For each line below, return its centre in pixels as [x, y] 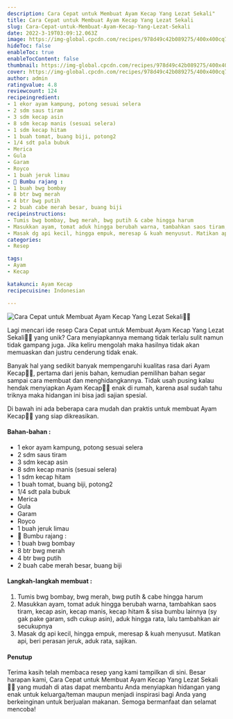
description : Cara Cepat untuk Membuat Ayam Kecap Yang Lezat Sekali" [111, 14]
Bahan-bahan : [29, 432]
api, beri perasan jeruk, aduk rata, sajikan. [77, 641]
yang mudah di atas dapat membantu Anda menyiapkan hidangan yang [119, 687]
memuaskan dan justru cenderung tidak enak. [73, 352]
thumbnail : [23, 65]
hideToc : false [29, 46]
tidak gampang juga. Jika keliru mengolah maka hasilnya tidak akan [103, 345]
